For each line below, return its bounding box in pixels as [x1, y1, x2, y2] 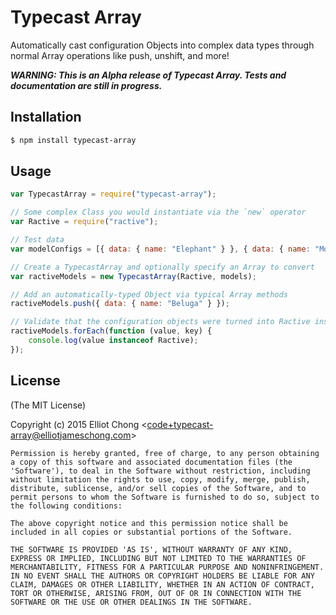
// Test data [10, 235, 65, 245]
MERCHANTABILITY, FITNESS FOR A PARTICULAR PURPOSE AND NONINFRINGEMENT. [10, 562, 325, 572]
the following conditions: [10, 501, 123, 511]
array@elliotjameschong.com [10, 429, 132, 441]
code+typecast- [146, 418, 214, 430]
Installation [10, 109, 82, 126]
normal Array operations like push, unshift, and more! [10, 49, 230, 61]
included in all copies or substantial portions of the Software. [10, 527, 293, 537]
